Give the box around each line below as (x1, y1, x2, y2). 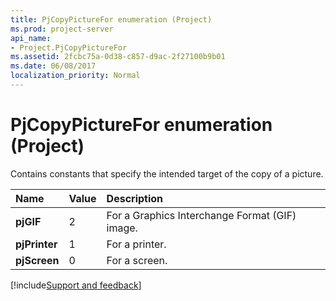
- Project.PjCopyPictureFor (10, 42, 128, 53)
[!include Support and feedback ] (10, 279, 142, 291)
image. (106, 221, 138, 235)
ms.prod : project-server (10, 24, 114, 34)
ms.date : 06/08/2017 (10, 61, 97, 71)
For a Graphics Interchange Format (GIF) (106, 208, 297, 222)
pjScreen (15, 253, 60, 267)
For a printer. (106, 237, 167, 251)
